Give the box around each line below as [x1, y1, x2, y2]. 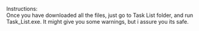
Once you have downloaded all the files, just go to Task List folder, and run [6, 12, 194, 19]
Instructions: [6, 5, 38, 12]
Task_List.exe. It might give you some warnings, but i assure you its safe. [6, 18, 189, 25]
